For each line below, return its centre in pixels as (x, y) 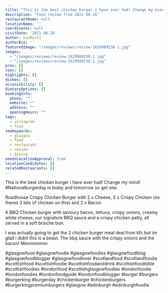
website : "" (22, 103)
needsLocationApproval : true (35, 159)
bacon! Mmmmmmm (26, 243)
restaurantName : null (28, 19)
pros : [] (14, 66)
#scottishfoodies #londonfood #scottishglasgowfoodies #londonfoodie (78, 269)
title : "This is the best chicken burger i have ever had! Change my (79, 10)
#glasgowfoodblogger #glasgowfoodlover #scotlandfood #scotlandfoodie (81, 258)
